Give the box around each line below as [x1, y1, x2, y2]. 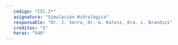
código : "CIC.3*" [13, 8, 57, 15]
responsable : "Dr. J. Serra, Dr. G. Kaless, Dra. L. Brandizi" [13, 19, 173, 25]
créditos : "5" [13, 25, 48, 31]
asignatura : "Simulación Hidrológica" [13, 14, 109, 20]
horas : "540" [13, 30, 46, 36]
